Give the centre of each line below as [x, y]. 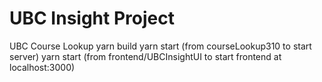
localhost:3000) [42, 67]
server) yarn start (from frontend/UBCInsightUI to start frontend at [145, 56]
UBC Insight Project [92, 18]
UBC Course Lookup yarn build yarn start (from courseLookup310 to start [160, 46]
